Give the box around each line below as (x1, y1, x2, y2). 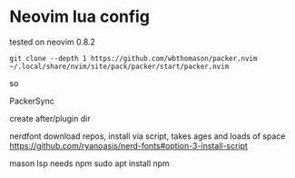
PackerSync (9, 95, 54, 106)
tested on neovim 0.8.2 (9, 36, 95, 47)
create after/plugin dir (9, 113, 91, 124)
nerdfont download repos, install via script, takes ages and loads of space (9, 130, 286, 142)
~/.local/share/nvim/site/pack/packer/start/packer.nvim (9, 62, 230, 71)
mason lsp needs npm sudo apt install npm (9, 157, 170, 169)
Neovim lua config (9, 6, 150, 27)
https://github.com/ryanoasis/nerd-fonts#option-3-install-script (9, 140, 248, 151)
